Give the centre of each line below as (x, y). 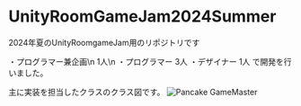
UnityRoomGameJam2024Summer (142, 17)
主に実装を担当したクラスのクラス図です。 (87, 92)
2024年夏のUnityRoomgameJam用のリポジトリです (104, 42)
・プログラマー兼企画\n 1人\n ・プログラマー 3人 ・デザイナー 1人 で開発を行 (150, 61)
